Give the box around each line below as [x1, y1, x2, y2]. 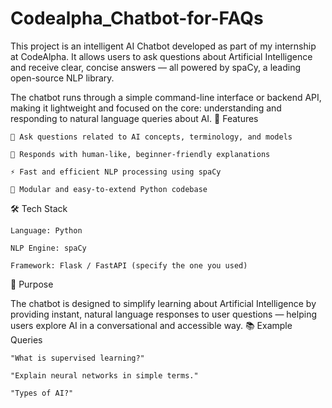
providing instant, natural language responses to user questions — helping [10, 308, 317, 320]
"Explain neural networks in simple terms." [10, 370, 199, 381]
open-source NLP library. [10, 72, 115, 84]
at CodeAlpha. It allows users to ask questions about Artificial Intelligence [10, 50, 313, 62]
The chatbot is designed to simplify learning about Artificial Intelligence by [10, 297, 317, 309]
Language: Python [10, 225, 83, 236]
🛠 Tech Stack [10, 202, 68, 214]
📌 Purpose [10, 278, 54, 290]
